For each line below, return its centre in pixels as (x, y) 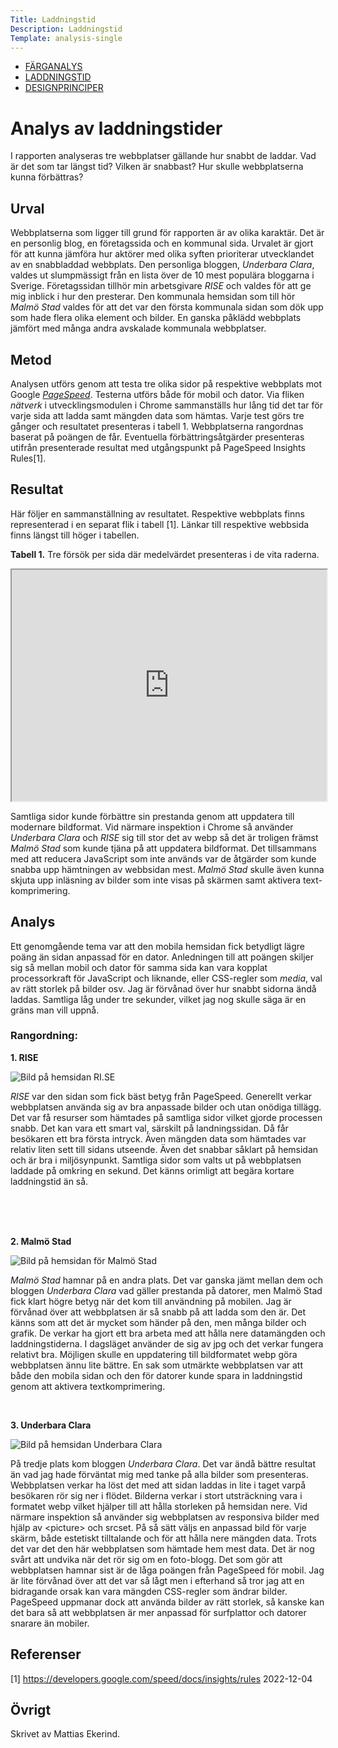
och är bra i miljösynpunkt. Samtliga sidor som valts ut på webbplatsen (156, 1160)
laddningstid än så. (49, 1181)
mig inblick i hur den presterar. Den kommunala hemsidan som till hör (153, 297)
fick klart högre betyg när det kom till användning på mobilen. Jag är (151, 1301)
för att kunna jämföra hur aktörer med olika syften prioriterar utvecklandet (162, 254)
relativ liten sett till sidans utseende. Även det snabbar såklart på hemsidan (164, 1149)
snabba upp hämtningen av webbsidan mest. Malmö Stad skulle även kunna (167, 869)
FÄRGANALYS (53, 67)
